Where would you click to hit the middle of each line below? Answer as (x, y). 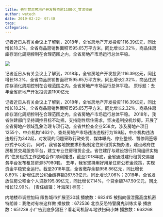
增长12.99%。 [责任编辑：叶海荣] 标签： (45, 187)
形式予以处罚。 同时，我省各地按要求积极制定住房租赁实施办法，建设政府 (78, 145)
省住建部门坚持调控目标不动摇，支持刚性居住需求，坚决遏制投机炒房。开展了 (81, 120)
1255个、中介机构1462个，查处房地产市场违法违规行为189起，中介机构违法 (80, 133)
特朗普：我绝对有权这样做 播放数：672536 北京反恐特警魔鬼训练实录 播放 (78, 203)
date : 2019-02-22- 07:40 (30, 18)
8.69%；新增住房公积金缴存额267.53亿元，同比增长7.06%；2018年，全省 (78, 175)
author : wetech (20, 14)
